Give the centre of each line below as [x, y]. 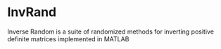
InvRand [32, 12]
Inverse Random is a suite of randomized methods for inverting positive [111, 31]
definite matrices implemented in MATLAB [68, 38]
